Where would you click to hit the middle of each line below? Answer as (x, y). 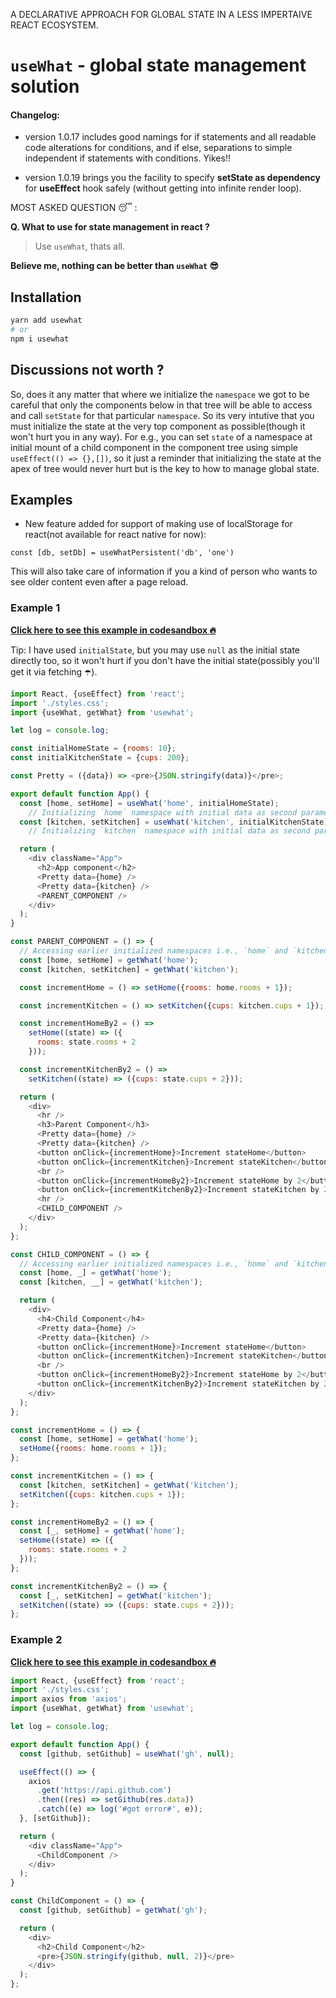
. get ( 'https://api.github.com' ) (104, 1790)
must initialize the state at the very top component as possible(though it (158, 426)
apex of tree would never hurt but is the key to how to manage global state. (165, 468)
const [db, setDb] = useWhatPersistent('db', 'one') (122, 553)
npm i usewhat (40, 339)
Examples (41, 500)
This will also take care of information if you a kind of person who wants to (164, 571)
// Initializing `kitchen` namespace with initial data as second (169, 831)
